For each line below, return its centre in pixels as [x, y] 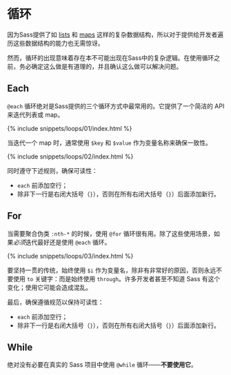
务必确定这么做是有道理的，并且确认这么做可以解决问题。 [101, 66]
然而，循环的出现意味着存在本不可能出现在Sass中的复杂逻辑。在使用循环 [111, 58]
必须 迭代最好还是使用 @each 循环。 [62, 242]
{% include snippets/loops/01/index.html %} [70, 128]
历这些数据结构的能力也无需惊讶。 [56, 43]
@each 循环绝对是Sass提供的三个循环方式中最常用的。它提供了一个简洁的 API [116, 106]
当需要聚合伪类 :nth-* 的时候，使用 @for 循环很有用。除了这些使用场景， [111, 233]
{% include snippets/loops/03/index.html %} [70, 256]
